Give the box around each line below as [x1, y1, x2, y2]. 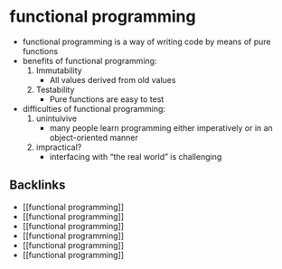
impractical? [35, 142, 82, 153]
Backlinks [9, 178, 66, 193]
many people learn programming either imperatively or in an [49, 122, 273, 133]
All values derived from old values [49, 74, 176, 85]
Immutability [35, 65, 83, 76]
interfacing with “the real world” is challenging [49, 151, 222, 162]
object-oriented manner [49, 132, 138, 143]
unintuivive [35, 113, 78, 124]
